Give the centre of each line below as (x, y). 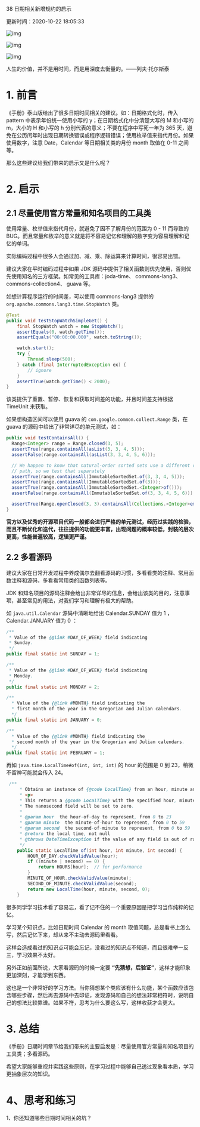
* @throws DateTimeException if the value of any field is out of (103, 839)
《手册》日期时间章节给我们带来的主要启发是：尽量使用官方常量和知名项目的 (100, 1046)
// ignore (40, 370)
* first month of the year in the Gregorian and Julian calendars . (97, 709)
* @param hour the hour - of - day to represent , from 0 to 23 (95, 817)
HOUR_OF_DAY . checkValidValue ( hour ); (73, 856)
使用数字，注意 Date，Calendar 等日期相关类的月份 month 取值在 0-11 (92, 143)
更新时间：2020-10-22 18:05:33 (45, 21)
